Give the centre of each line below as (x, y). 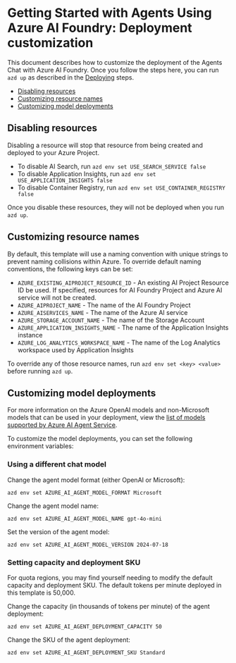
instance (30, 335)
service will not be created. (57, 297)
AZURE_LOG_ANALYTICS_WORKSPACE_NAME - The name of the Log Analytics (119, 342)
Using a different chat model (57, 464)
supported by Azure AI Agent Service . (62, 425)
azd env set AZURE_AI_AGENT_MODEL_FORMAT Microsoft (85, 492)
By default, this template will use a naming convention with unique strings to (118, 254)
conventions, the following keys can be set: (70, 268)
